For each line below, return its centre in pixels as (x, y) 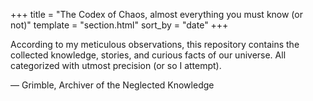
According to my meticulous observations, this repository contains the (155, 44)
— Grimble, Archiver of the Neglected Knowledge (112, 85)
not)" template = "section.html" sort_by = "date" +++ (119, 25)
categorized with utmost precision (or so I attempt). (116, 65)
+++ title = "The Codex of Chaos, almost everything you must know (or (156, 14)
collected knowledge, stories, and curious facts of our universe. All (148, 55)
